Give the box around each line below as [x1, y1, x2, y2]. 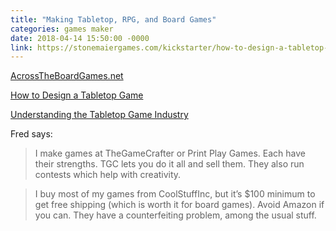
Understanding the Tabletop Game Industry [10, 109, 189, 121]
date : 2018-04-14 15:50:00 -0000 [10, 33, 150, 43]
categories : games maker [10, 24, 114, 34]
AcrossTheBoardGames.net [10, 70, 124, 82]
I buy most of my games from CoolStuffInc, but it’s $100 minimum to [34, 188, 316, 200]
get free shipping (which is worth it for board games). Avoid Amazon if [34, 199, 325, 211]
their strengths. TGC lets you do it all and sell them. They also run [34, 158, 305, 170]
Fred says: [10, 128, 53, 140]
